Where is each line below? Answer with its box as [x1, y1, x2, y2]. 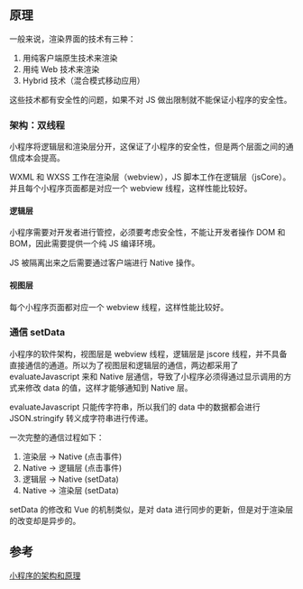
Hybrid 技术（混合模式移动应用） [22, 75, 146, 86]
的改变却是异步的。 [9, 515, 81, 526]
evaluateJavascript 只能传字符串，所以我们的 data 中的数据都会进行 [9, 401, 262, 412]
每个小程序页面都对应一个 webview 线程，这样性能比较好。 [9, 301, 229, 312]
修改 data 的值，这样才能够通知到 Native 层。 [24, 382, 193, 393]
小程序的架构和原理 [9, 570, 81, 581]
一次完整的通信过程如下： [9, 431, 105, 443]
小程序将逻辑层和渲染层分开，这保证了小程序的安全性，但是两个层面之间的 [9, 142, 286, 152]
